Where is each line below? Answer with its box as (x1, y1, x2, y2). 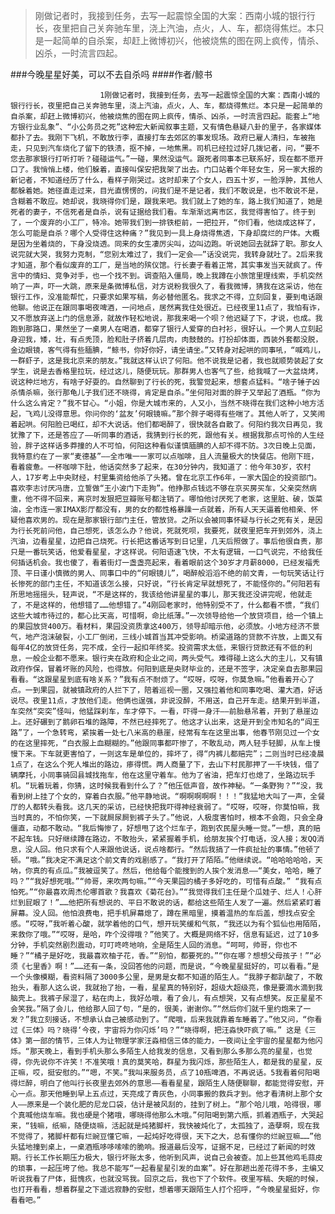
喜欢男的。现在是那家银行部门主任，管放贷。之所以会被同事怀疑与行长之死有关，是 (24, 515, 316, 525)
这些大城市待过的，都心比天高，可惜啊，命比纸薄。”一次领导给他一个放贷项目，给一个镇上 (10, 611, 324, 621)
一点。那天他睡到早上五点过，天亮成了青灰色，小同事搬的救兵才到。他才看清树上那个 (17, 1089, 316, 1099)
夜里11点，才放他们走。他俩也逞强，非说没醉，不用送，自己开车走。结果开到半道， (32, 696, 325, 706)
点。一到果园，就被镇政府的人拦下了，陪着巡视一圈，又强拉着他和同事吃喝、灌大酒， (10, 685, 308, 695)
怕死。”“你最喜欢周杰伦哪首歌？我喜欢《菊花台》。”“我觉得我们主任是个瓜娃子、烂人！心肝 (10, 887, 323, 897)
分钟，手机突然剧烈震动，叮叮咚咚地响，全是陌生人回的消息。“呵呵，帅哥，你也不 (10, 940, 298, 950)
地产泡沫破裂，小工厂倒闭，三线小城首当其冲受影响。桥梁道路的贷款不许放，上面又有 (24, 632, 323, 642)
